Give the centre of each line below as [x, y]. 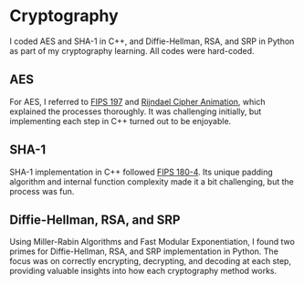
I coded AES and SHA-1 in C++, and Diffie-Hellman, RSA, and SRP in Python [152, 41]
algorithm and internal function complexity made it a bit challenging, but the [152, 181]
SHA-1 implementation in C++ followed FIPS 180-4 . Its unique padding [142, 172]
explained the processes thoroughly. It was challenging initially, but [136, 111]
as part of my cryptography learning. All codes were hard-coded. [132, 50]
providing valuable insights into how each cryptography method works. [143, 271]
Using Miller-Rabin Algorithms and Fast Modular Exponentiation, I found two [152, 242]
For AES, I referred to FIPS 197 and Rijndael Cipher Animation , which [137, 101]
